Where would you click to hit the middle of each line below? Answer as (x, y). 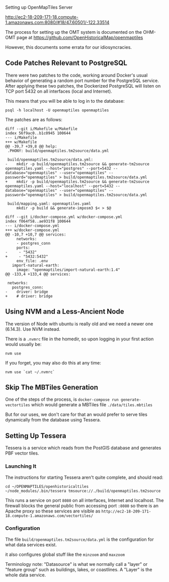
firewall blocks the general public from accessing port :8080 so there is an (82, 505)
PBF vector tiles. (22, 453)
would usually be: (23, 344)
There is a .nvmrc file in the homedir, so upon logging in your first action (79, 339)
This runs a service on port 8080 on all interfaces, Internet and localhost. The (84, 500)
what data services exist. (31, 544)
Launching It (21, 466)
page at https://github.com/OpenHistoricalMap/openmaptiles (80, 38)
